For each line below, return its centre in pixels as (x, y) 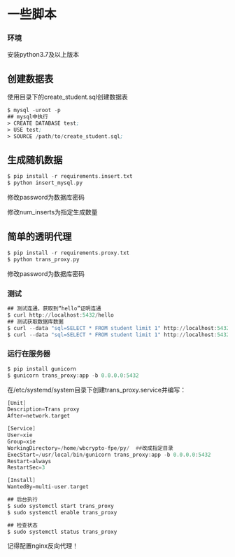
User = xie (20, 435)
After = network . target (39, 416)
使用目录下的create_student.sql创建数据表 (67, 97)
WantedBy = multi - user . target (48, 487)
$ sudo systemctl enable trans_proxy (62, 512)
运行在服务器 (29, 354)
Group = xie (22, 441)
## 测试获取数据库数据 (36, 322)
